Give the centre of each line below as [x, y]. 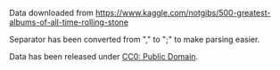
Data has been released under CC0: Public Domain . [104, 56]
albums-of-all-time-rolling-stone [69, 22]
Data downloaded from [51, 13]
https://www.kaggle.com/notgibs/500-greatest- [183, 13]
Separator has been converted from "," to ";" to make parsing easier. [135, 39]
